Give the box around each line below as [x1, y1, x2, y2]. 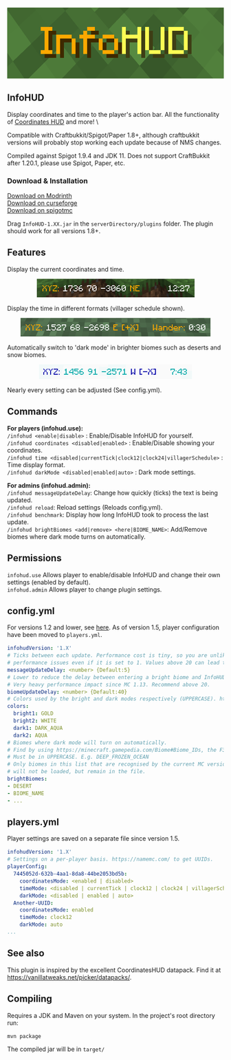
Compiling [7, 993, 53, 1005]
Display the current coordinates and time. [7, 265, 124, 273]
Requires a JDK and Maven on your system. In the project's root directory [7, 1011, 215, 1019]
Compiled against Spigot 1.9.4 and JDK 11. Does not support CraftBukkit [7, 151, 210, 160]
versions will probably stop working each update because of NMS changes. [7, 138, 222, 147]
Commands [7, 406, 58, 418]
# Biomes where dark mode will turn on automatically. [7, 739, 168, 746]
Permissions [7, 552, 62, 564]
